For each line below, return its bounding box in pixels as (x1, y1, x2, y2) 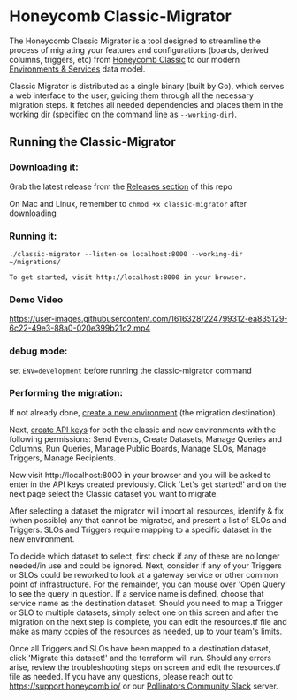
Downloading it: (9, 161, 79, 173)
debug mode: (9, 345, 68, 357)
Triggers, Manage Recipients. (9, 453, 117, 463)
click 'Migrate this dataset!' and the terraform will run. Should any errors (9, 652, 272, 663)
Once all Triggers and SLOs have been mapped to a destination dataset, (9, 643, 271, 653)
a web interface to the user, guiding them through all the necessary (9, 90, 255, 101)
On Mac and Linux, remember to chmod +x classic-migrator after (9, 198, 247, 209)
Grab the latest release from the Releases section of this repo (9, 181, 232, 192)
